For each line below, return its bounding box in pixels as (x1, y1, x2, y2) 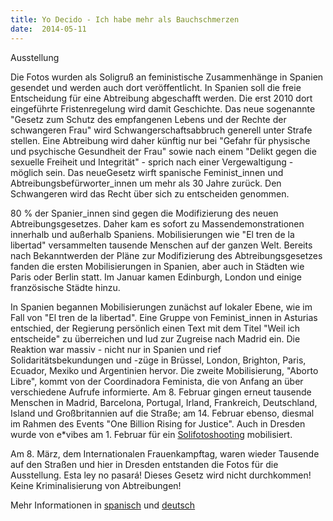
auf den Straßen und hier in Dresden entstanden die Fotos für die (10, 458, 279, 470)
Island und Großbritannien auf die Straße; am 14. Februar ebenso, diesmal (10, 407, 315, 419)
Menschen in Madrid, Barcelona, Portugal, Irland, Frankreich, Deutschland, (10, 396, 318, 408)
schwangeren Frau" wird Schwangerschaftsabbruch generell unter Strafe (10, 124, 313, 136)
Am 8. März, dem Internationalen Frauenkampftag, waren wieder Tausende (10, 447, 320, 460)
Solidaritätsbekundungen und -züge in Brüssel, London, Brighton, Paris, (10, 354, 307, 366)
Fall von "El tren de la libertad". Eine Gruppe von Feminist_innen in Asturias (10, 311, 318, 323)
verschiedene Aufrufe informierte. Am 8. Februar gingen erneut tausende (10, 386, 312, 398)
